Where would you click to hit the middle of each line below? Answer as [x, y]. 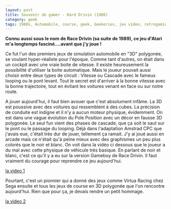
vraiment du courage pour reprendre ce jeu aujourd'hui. [64, 161]
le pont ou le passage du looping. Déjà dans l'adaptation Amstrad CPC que [83, 129]
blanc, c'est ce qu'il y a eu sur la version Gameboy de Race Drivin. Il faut [81, 156]
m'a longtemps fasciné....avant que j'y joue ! [53, 44]
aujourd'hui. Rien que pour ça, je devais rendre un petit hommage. [75, 192]
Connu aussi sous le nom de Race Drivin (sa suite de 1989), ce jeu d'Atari [84, 39]
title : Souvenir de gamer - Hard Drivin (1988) [57, 15]
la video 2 [16, 201]
